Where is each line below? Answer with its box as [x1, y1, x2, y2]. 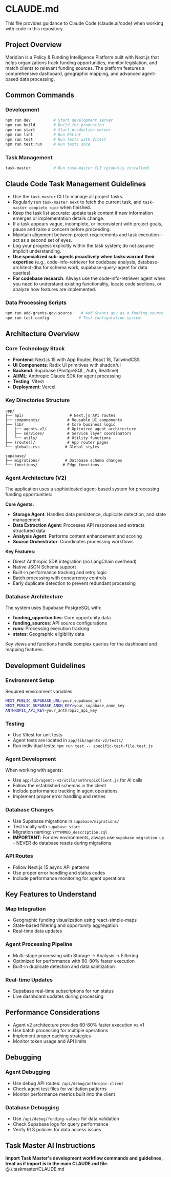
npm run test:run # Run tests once [5, 142, 91, 147]
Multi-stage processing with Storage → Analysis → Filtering [12, 952, 139, 958]
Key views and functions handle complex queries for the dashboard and [5, 641, 157, 647]
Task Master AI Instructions [5, 1141, 96, 1150]
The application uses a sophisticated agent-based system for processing [5, 486, 160, 492]
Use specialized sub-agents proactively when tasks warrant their [12, 253, 155, 259]
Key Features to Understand [5, 890, 97, 899]
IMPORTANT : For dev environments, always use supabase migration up [12, 834, 164, 840]
